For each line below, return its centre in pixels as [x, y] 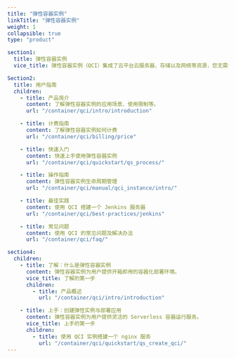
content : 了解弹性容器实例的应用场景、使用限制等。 [92, 105]
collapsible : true [34, 33]
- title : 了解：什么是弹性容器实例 [65, 265]
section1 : [22, 53]
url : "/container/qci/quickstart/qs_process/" [95, 162]
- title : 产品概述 [57, 291]
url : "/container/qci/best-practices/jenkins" [95, 214]
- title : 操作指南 [45, 175]
